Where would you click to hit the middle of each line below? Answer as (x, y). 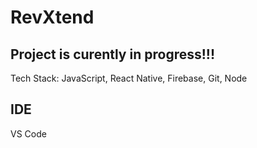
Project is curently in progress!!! (113, 54)
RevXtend (52, 17)
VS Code (28, 133)
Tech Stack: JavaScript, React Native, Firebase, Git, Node (129, 78)
